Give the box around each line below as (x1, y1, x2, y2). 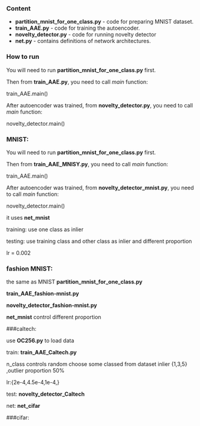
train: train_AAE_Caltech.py (6, 349, 77, 356)
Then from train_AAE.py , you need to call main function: (6, 78, 148, 86)
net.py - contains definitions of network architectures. (15, 38, 152, 45)
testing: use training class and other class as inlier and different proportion (6, 237, 192, 245)
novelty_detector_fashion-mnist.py (6, 302, 98, 309)
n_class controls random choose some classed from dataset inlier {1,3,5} (6, 360, 188, 368)
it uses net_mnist (6, 214, 50, 221)
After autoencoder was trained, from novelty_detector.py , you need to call (6, 101, 193, 109)
